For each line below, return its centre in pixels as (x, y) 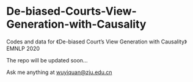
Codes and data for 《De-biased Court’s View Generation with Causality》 (97, 42)
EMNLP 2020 (23, 48)
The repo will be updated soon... (47, 60)
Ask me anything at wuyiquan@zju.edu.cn (59, 72)
